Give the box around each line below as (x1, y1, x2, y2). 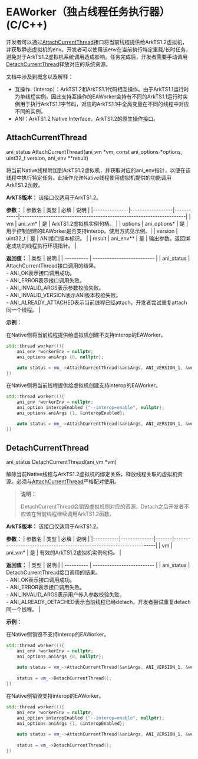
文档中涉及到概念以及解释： (6, 73, 74, 80)
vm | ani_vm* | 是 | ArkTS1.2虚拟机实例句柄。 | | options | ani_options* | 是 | (6, 220, 189, 227)
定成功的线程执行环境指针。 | (6, 242, 77, 249)
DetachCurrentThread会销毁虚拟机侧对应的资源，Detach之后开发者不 (20, 503, 190, 510)
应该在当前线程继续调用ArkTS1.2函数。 (20, 510, 115, 517)
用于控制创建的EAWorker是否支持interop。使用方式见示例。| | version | (6, 227, 178, 235)
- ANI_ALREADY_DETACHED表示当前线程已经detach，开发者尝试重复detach (6, 598, 192, 605)
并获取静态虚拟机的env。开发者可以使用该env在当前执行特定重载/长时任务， (6, 45, 192, 53)
